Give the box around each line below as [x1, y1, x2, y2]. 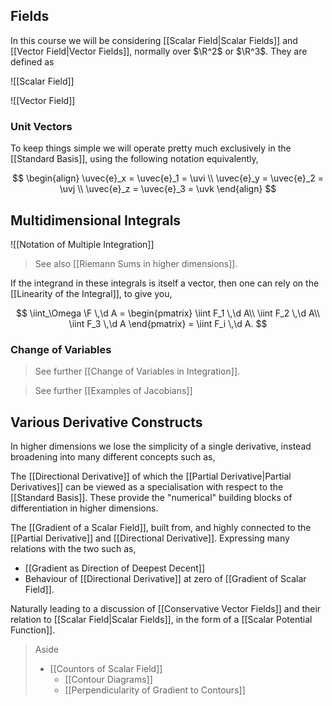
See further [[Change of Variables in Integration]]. [34, 365, 241, 378]
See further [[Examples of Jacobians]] [34, 385, 193, 397]
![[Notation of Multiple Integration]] [10, 238, 155, 250]
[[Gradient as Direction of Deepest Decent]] [24, 562, 206, 574]
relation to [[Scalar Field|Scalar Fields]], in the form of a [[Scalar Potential [10, 614, 313, 626]
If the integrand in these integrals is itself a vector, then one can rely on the [10, 277, 320, 289]
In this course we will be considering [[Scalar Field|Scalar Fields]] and [10, 34, 298, 46]
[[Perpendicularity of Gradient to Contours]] [64, 684, 246, 696]
